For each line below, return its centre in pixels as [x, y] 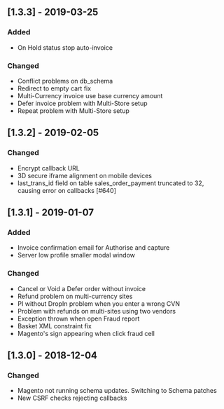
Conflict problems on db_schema [65, 81]
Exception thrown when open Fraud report [78, 319]
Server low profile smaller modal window [76, 255]
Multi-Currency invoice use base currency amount [90, 95]
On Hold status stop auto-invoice [65, 47]
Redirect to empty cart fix [54, 88]
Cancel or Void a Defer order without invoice [81, 288]
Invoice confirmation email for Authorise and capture [93, 248]
